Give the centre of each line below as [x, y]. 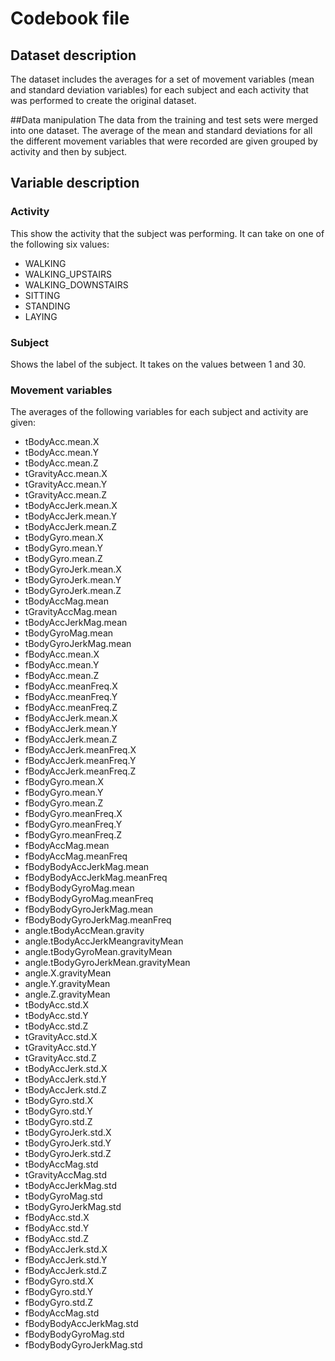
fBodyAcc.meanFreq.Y [71, 697]
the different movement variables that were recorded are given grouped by [164, 141]
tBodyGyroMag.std [63, 1196]
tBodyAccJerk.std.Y [65, 1079]
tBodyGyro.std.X [59, 1101]
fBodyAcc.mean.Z [62, 676]
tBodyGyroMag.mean [69, 633]
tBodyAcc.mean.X [62, 442]
